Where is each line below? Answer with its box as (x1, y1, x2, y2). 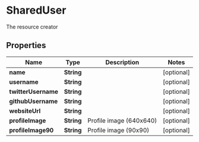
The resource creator (6, 23, 58, 30)
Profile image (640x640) (87, 116, 157, 125)
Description (105, 58, 140, 66)
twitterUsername (9, 87, 58, 96)
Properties (6, 40, 46, 51)
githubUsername (9, 97, 58, 105)
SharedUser (6, 4, 67, 17)
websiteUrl (9, 106, 41, 115)
